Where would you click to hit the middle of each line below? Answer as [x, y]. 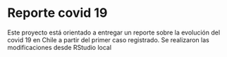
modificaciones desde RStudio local [59, 47]
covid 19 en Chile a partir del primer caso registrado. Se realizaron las [108, 39]
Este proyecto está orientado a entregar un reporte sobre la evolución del [114, 32]
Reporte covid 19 [57, 13]
